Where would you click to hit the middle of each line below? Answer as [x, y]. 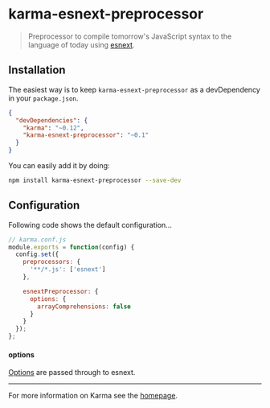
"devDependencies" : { [52, 120]
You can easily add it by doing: [59, 165]
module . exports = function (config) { [72, 247]
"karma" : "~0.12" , [53, 128]
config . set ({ [37, 254]
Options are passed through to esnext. [72, 373]
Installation [37, 70]
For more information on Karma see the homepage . [93, 396]
